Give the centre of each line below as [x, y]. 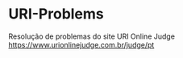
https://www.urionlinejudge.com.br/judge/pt [81, 44]
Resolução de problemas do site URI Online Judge [92, 36]
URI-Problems [56, 14]
